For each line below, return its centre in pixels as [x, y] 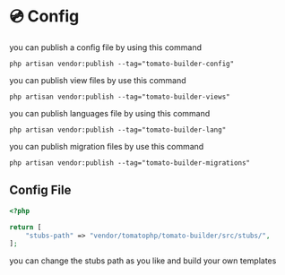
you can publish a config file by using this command [105, 47]
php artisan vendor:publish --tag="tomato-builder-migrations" [130, 163]
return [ [26, 227]
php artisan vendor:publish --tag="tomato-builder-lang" [118, 130]
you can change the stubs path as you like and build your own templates [143, 261]
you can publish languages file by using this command [110, 113]
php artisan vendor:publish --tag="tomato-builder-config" [122, 64]
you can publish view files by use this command [98, 80]
